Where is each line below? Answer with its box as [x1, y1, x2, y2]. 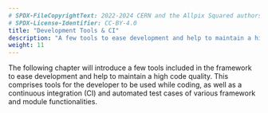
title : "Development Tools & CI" [8, 26, 120, 34]
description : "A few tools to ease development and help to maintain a [8, 33, 251, 42]
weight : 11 [8, 41, 45, 49]
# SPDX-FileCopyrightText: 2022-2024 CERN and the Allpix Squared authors [8, 11, 262, 20]
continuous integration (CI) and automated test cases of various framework [8, 88, 256, 98]
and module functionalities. [8, 97, 98, 107]
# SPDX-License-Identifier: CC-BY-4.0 [8, 19, 137, 27]
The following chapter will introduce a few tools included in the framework [8, 63, 253, 72]
